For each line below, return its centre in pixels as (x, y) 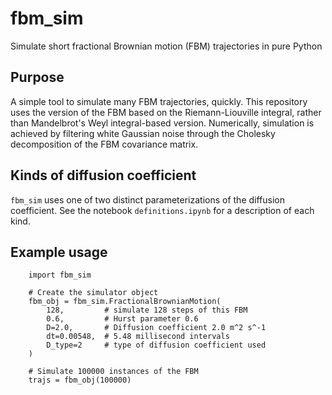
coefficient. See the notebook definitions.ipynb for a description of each (162, 210)
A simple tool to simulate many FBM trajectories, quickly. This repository (159, 101)
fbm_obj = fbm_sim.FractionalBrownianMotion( (125, 302)
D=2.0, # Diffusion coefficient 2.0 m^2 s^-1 (156, 328)
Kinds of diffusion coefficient (103, 175)
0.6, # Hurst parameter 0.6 (122, 319)
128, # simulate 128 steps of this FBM (147, 310)
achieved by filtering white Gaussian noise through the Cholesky (143, 133)
